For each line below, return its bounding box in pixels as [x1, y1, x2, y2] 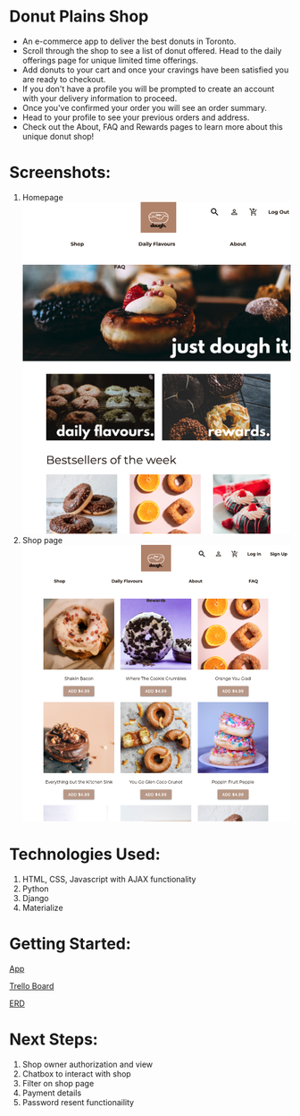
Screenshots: [9, 163, 112, 183]
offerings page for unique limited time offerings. [21, 55, 199, 65]
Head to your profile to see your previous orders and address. [21, 112, 250, 123]
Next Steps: [9, 1029, 98, 1050]
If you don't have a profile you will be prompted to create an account [21, 83, 275, 94]
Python [21, 883, 49, 894]
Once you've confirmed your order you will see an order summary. [21, 102, 268, 113]
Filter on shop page [21, 1078, 95, 1088]
